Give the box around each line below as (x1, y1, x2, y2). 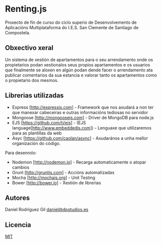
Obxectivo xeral (5, 44, 54, 52)
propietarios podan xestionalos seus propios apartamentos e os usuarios (5, 62, 150, 67)
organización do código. (12, 140, 61, 146)
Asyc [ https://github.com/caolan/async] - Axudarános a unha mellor (12, 135, 148, 141)
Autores (5, 194, 30, 202)
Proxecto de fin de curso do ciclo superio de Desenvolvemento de (5, 19, 137, 25)
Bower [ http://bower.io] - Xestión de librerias (12, 179, 102, 185)
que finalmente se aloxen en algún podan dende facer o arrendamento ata (5, 67, 153, 73)
